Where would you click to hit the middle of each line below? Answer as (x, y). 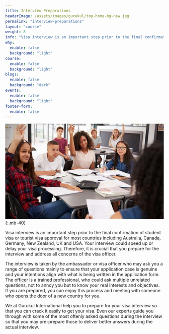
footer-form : (19, 106)
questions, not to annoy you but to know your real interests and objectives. (82, 285)
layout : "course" (23, 27)
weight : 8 (16, 32)
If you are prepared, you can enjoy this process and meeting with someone (83, 290)
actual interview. (22, 327)
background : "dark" (30, 85)
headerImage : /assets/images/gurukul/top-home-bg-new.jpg (67, 16)
